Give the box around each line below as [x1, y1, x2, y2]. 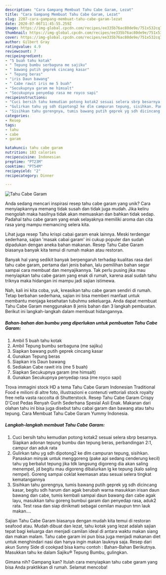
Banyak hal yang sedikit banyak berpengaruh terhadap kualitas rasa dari [5, 256, 152, 263]
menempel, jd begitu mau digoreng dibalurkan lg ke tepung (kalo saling [12, 466, 158, 472]
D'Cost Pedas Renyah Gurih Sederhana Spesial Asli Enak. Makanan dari [5, 400, 151, 406]
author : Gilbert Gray [5, 40, 50, 45]
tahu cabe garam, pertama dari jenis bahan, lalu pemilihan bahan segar [5, 262, 150, 268]
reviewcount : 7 [5, 49, 37, 54]
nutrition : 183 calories [5, 150, 56, 155]
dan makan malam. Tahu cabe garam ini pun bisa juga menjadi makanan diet [5, 534, 161, 540]
